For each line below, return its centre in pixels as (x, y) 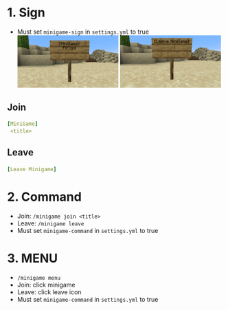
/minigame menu (39, 278)
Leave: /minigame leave (50, 223)
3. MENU (33, 258)
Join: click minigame (46, 285)
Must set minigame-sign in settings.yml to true (83, 32)
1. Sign (26, 13)
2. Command (45, 197)
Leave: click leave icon (49, 292)
